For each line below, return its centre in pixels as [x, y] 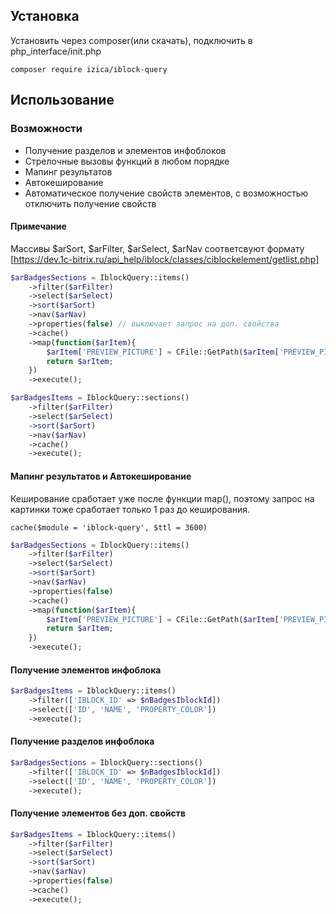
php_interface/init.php [56, 51]
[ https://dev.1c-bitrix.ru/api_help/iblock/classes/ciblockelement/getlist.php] [165, 259]
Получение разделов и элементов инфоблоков [125, 150]
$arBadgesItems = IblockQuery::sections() [100, 398]
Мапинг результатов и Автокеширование [101, 476]
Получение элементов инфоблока [86, 670]
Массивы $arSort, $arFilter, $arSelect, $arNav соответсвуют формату [157, 248]
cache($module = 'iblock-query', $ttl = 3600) [109, 527]
